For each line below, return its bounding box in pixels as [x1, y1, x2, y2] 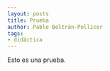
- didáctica [7, 37, 43, 44]
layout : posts [7, 10, 50, 18]
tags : [7, 30, 23, 37]
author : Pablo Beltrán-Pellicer [7, 23, 103, 30]
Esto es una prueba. [7, 56, 66, 64]
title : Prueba [7, 17, 50, 24]
